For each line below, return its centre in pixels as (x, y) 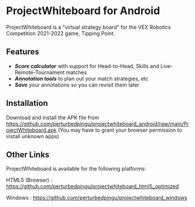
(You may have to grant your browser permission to (120, 130)
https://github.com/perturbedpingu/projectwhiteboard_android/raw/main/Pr (97, 123)
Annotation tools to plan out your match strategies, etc (81, 78)
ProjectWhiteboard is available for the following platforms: (76, 169)
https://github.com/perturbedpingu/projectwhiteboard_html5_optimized (93, 186)
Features (23, 52)
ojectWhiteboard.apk (31, 130)
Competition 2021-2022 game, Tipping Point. (61, 33)
